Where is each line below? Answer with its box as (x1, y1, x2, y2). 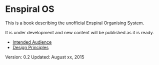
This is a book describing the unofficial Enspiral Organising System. (5, 20, 144, 26)
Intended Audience (12, 39, 52, 45)
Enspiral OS (5, 3, 54, 15)
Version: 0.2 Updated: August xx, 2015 (5, 54, 84, 60)
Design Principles (12, 44, 49, 50)
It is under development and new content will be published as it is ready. (5, 29, 154, 35)
